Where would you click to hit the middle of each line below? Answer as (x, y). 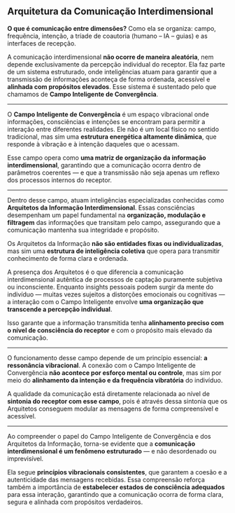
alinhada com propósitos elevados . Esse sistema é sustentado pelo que (112, 86)
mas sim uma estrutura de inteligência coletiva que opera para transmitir (114, 251)
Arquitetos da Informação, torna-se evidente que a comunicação (101, 444)
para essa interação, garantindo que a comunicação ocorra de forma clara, (115, 494)
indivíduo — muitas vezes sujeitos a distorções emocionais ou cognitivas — (116, 294)
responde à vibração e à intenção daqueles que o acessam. (93, 144)
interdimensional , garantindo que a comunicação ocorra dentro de (104, 165)
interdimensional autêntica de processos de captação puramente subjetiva (115, 279)
